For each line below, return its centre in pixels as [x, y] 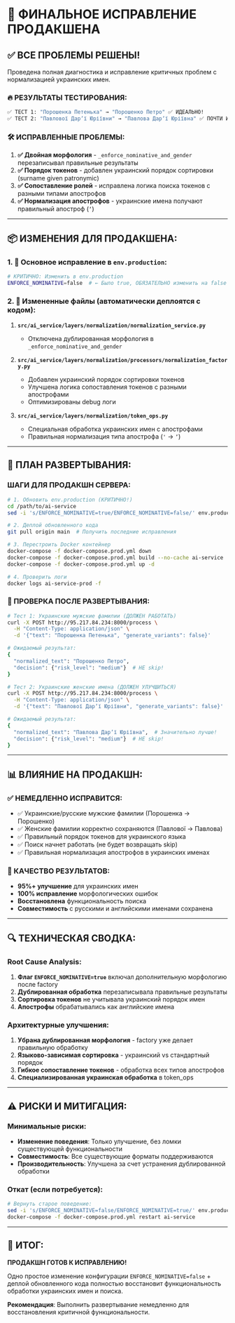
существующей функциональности [70, 1149]
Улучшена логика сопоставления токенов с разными [107, 387]
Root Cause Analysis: [44, 962]
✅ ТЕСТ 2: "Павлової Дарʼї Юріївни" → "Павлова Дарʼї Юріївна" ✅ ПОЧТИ [115, 119]
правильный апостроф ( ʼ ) [56, 209]
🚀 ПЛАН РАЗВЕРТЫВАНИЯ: [69, 465]
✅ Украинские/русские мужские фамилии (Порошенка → [104, 813]
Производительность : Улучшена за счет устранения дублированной [121, 1164]
